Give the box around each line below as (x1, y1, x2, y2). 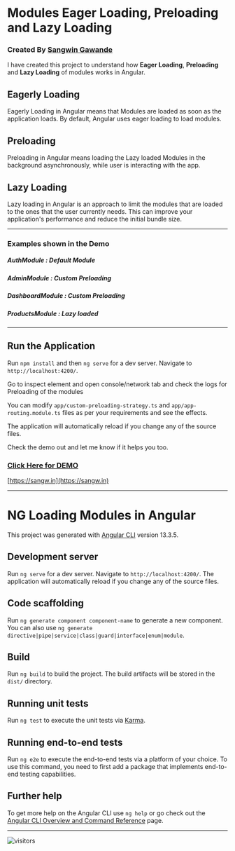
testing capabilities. (20, 770, 76, 779)
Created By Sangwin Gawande (7, 45, 113, 55)
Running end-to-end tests (7, 736, 123, 748)
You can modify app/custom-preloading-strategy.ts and (7, 401, 170, 409)
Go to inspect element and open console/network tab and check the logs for (7, 380, 227, 388)
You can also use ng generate (7, 623, 93, 632)
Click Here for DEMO (7, 461, 79, 470)
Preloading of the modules (7, 387, 84, 395)
